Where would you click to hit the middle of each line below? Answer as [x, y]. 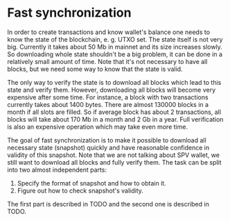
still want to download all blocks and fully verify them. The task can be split [114, 162]
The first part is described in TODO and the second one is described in [108, 204]
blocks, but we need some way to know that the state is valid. [95, 69]
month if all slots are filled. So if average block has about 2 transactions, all [114, 112]
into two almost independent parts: [57, 170]
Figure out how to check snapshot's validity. [80, 190]
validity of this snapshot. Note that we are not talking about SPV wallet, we [114, 155]
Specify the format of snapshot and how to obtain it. [91, 183]
